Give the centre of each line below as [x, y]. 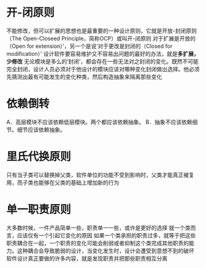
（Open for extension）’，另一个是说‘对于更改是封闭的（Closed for [90, 46]
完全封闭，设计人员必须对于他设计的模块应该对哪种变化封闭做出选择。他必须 [103, 69]
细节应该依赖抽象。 [41, 129]
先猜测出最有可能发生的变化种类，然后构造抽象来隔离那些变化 [84, 77]
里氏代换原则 [39, 157]
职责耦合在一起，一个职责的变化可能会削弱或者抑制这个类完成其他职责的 [97, 243]
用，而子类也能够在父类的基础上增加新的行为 [63, 182]
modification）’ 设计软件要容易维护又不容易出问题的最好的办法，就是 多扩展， [103, 53]
